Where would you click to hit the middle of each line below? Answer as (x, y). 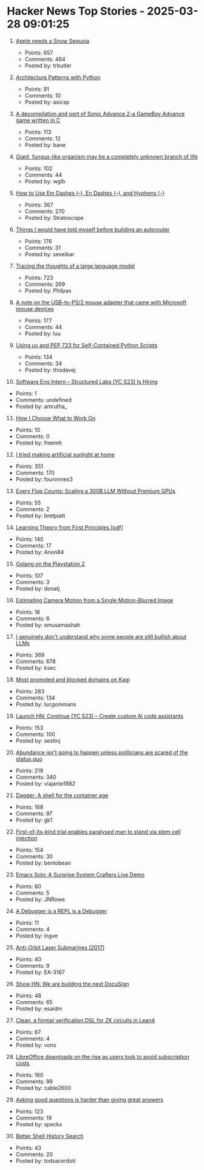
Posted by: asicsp (47, 102)
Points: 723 (39, 277)
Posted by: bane (45, 145)
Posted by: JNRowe (40, 899)
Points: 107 (29, 576)
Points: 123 (29, 1111)
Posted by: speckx (39, 1124)
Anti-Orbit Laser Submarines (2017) (60, 947)
